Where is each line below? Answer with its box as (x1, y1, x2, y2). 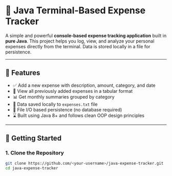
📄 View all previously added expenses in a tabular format (12, 88, 133, 94)
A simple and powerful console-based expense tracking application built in (5, 32, 167, 38)
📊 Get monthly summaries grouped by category (12, 93, 115, 100)
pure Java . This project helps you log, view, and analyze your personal (5, 38, 155, 44)
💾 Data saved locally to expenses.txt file (12, 101, 98, 107)
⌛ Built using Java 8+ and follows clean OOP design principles (12, 112, 145, 119)
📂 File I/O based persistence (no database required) (12, 106, 122, 112)
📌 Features (5, 69, 40, 77)
